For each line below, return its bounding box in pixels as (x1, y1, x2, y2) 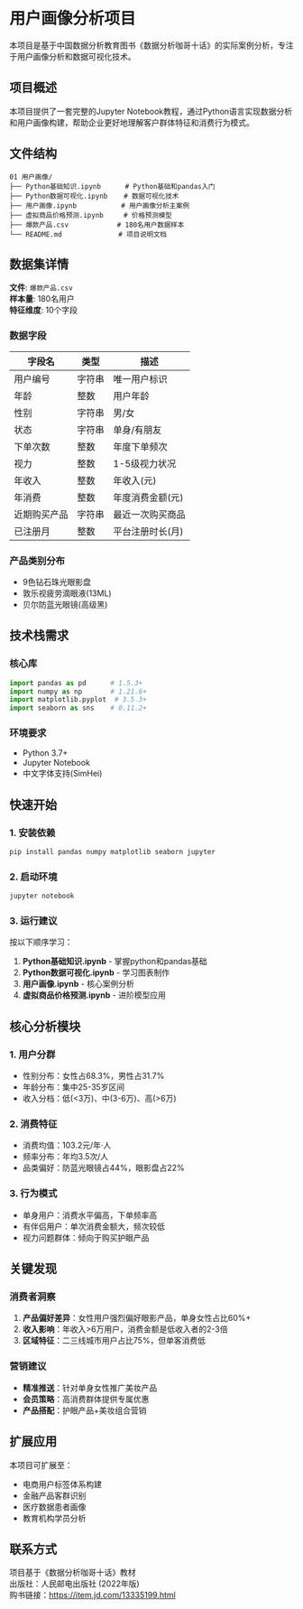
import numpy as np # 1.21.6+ (9, 687, 147, 696)
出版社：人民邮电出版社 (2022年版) (9, 1578, 140, 1589)
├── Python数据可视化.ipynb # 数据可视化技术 (9, 191, 179, 200)
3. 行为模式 (9, 1187, 58, 1200)
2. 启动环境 (9, 870, 58, 883)
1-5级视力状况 (113, 457, 177, 470)
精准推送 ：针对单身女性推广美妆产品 (22, 1382, 158, 1393)
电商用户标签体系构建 (22, 1478, 102, 1490)
